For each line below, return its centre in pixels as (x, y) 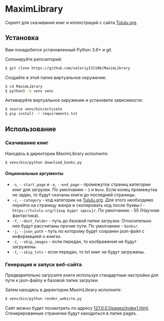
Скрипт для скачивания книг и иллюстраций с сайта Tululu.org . (71, 22)
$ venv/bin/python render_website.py (44, 299)
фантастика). (26, 215)
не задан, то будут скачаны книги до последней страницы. (74, 194)
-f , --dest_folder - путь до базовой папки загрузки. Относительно (82, 220)
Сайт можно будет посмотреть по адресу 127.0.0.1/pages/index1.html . (77, 308)
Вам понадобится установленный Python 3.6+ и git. (59, 49)
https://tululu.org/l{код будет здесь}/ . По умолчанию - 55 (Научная (86, 210)
